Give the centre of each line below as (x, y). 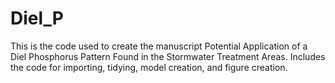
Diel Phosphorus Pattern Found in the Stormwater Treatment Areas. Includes (168, 56)
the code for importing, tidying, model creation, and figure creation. (149, 67)
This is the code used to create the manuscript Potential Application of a (159, 46)
